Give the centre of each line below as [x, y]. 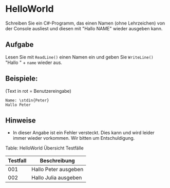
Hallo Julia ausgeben [57, 178]
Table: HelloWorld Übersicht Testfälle [44, 148]
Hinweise [21, 120]
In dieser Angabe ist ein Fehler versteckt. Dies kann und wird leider [84, 133]
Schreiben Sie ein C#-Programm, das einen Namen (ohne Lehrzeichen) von [85, 23]
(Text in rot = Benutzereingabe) [39, 91]
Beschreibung [58, 161]
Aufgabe [20, 45]
